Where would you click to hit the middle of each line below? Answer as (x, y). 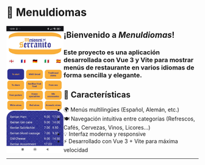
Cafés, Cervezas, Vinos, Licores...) (107, 128)
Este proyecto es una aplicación (112, 52)
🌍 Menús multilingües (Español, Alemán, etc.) (122, 110)
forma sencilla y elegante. (103, 75)
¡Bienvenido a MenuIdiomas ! (119, 35)
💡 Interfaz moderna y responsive (105, 134)
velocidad (76, 150)
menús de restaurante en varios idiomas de (129, 68)
